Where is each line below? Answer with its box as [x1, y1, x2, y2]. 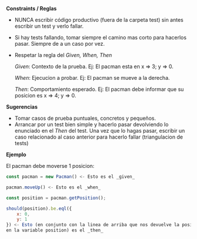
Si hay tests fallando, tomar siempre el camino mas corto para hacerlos [14, 34, 186, 41]
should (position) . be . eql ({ [6, 206, 72, 211]
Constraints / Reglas [6, 5, 57, 12]
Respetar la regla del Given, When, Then [14, 52, 113, 58]
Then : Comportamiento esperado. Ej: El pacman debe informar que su [14, 86, 184, 93]
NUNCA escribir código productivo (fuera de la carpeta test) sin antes [14, 16, 184, 23]
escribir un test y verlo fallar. [14, 23, 84, 29]
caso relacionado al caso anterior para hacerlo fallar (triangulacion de [14, 133, 184, 140]
